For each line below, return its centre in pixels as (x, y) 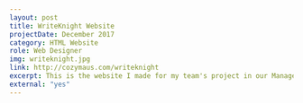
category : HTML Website (54, 43)
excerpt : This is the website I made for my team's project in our (139, 76)
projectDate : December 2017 (62, 34)
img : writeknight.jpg (50, 59)
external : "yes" (40, 84)
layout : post (34, 17)
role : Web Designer (46, 51)
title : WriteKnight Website (62, 26)
